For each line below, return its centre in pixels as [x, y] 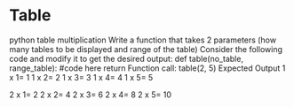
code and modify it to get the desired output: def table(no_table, [127, 58]
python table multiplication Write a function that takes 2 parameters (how [143, 40]
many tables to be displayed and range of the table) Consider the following [146, 49]
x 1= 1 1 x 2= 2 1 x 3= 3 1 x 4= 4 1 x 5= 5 [81, 77]
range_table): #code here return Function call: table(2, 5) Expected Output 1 [147, 68]
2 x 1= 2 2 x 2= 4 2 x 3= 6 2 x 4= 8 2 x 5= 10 [90, 95]
